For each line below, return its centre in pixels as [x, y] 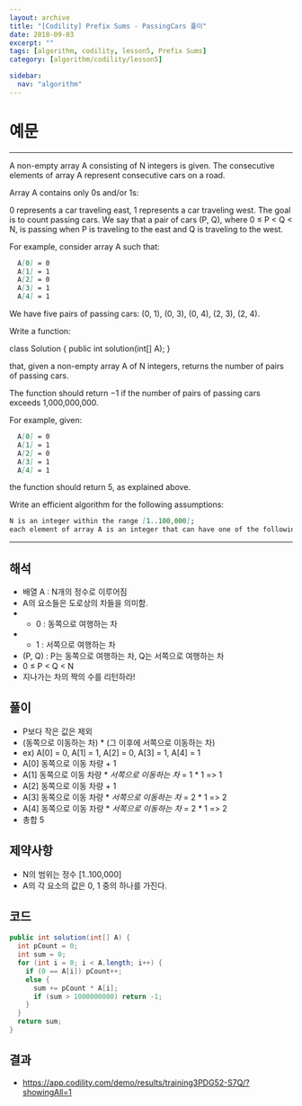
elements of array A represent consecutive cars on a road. [117, 175]
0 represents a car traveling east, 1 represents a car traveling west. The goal [150, 210]
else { [38, 979]
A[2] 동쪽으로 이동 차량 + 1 [69, 785]
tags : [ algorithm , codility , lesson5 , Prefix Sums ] [108, 51]
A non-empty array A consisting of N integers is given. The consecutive [142, 165]
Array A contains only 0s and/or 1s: [74, 192]
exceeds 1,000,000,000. [54, 403]
